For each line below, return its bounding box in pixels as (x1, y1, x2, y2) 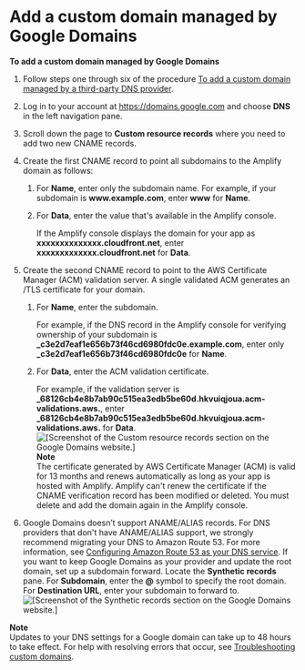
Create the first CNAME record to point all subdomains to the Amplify (22, 155, 282, 166)
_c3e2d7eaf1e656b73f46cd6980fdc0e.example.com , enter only (36, 339, 285, 350)
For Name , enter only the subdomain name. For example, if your (36, 182, 277, 193)
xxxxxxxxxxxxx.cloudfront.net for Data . (36, 247, 191, 258)
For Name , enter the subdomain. (36, 301, 159, 312)
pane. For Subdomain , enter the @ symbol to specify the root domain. (22, 575, 287, 586)
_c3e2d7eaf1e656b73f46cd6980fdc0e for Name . (36, 348, 228, 359)
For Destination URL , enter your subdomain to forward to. (22, 584, 239, 595)
